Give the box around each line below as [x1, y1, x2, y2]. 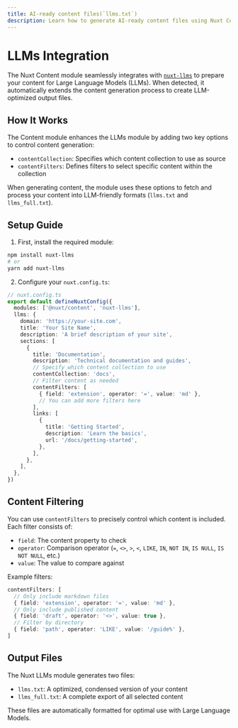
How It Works [7, 114, 69, 126]
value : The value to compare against [17, 558, 125, 567]
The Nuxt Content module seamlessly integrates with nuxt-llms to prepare [7, 71, 225, 80]
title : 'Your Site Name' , [20, 325, 97, 332]
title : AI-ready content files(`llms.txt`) [7, 10, 138, 18]
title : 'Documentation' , [33, 351, 106, 358]
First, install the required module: [17, 238, 115, 246]
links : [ [33, 410, 59, 418]
